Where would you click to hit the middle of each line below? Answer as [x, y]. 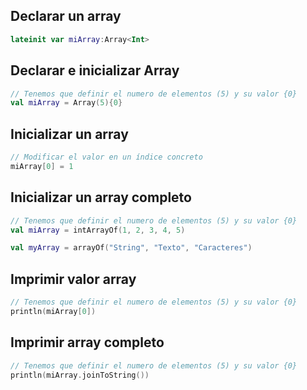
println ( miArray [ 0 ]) [53, 311]
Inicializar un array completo [101, 197]
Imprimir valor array [73, 279]
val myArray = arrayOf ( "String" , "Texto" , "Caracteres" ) [131, 248]
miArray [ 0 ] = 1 [42, 166]
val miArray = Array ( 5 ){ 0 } [66, 103]
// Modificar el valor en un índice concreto [106, 157]
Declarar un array [66, 16]
